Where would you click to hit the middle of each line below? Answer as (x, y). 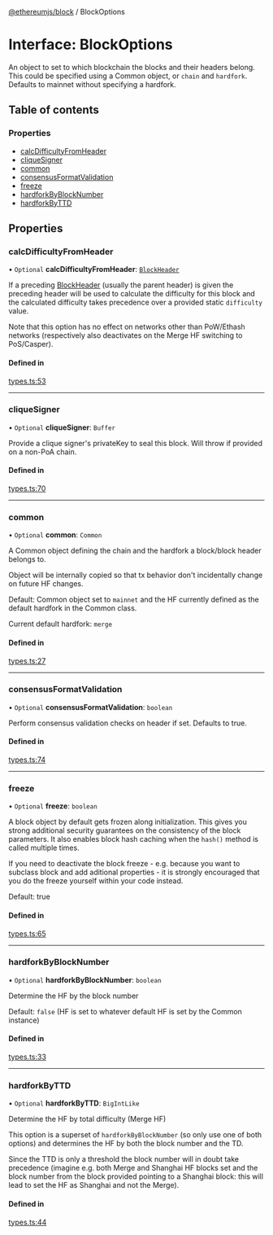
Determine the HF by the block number (74, 996)
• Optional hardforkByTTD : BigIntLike (74, 1103)
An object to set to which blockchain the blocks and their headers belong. (132, 67)
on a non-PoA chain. (43, 452)
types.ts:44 (28, 1222)
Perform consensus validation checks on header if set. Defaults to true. (128, 723)
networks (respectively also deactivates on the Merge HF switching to (126, 335)
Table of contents (54, 110)
